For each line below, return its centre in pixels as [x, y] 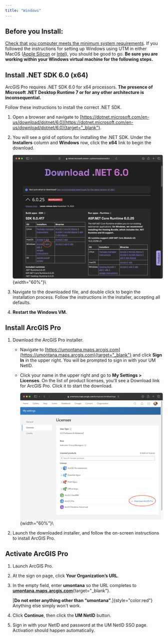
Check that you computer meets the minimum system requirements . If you [82, 43]
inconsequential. [23, 98]
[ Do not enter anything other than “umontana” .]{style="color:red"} [82, 600]
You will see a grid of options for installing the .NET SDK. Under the [82, 137]
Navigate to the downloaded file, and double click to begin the [76, 292]
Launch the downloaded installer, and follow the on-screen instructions [85, 533]
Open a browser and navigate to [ [47, 117]
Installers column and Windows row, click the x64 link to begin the [82, 143]
